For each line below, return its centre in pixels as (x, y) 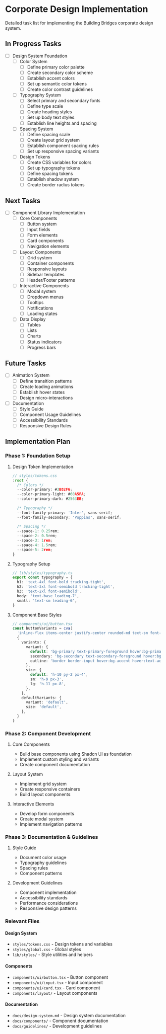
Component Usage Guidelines (50, 414)
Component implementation (48, 892)
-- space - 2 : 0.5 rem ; (37, 536)
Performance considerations (49, 903)
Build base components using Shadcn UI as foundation (76, 754)
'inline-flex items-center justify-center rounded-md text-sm (83, 633)
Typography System (40, 95)
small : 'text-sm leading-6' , (47, 600)
